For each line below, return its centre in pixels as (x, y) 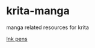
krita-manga (38, 11)
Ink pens (17, 39)
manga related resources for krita (47, 27)
